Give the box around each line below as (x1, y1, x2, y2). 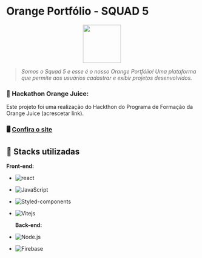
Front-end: (6, 162, 35, 170)
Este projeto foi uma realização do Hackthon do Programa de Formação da (6, 103, 193, 111)
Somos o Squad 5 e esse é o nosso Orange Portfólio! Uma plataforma (21, 68, 197, 75)
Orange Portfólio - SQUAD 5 (6, 4, 149, 18)
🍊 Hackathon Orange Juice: (6, 89, 89, 98)
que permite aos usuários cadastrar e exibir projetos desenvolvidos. (21, 74, 192, 82)
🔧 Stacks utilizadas (6, 146, 80, 156)
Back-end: (15, 221, 42, 229)
